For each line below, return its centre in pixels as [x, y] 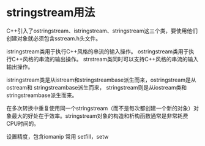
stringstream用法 [51, 13]
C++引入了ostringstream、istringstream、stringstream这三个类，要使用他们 [102, 31]
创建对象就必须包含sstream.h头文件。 [54, 38]
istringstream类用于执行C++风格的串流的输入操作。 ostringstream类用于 [98, 51]
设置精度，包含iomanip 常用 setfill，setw [58, 136]
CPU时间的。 [23, 123]
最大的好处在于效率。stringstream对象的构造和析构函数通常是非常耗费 [100, 116]
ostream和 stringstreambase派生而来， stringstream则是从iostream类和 [97, 87]
